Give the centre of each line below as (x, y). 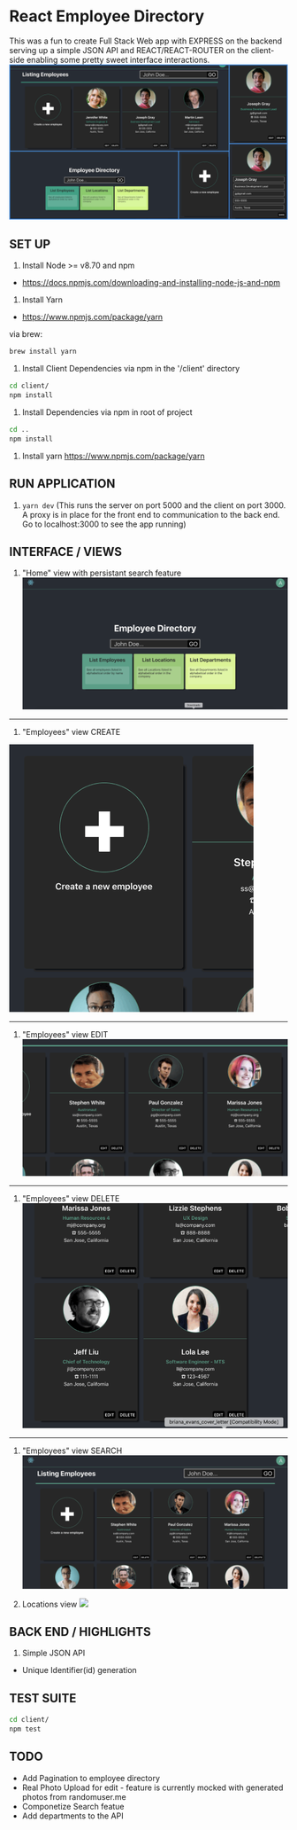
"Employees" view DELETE (71, 1198)
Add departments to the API (72, 1816)
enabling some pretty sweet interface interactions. (118, 59)
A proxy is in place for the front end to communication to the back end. (151, 514)
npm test (25, 1729)
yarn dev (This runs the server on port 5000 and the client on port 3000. (154, 505)
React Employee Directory (107, 16)
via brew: (26, 334)
